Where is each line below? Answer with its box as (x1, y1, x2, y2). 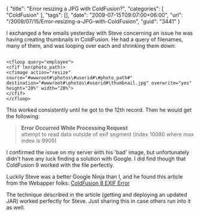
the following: (6, 113, 40, 119)
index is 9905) (20, 137, 57, 144)
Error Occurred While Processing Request (20, 124, 128, 131)
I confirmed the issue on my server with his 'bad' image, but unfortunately (6, 149, 190, 155)
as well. (6, 204, 25, 211)
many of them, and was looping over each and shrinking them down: (6, 42, 176, 49)
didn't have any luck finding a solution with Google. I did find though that (6, 155, 186, 162)
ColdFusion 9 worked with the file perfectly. (6, 161, 114, 169)
